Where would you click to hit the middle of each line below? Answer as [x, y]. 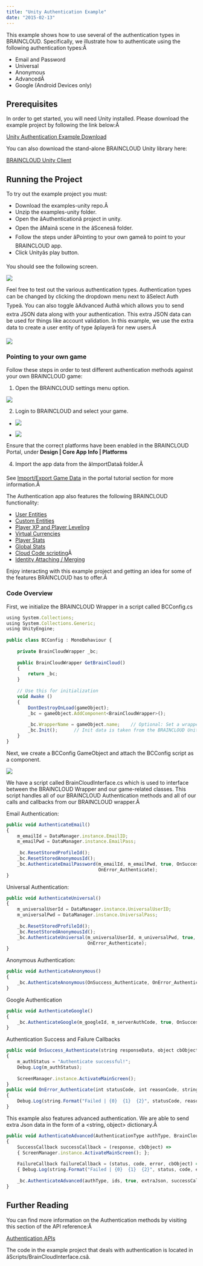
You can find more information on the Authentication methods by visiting [97, 1220]
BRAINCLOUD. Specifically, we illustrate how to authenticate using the [94, 41]
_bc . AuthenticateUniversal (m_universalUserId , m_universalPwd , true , [107, 937]
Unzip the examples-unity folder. [56, 212]
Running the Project [44, 179]
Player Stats [30, 540]
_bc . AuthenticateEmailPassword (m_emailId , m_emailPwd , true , [95, 864]
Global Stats [30, 547]
